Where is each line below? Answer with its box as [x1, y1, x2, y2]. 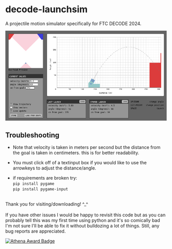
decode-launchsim [5, 4, 88, 15]
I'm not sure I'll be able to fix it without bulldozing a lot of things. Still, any [5, 222, 160, 229]
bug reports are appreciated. [5, 228, 66, 234]
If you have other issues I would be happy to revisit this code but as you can [5, 212, 166, 218]
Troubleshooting [5, 131, 60, 139]
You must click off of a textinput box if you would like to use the [12, 159, 147, 165]
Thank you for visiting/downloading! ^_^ [5, 201, 89, 207]
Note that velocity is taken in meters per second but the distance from [12, 144, 161, 150]
